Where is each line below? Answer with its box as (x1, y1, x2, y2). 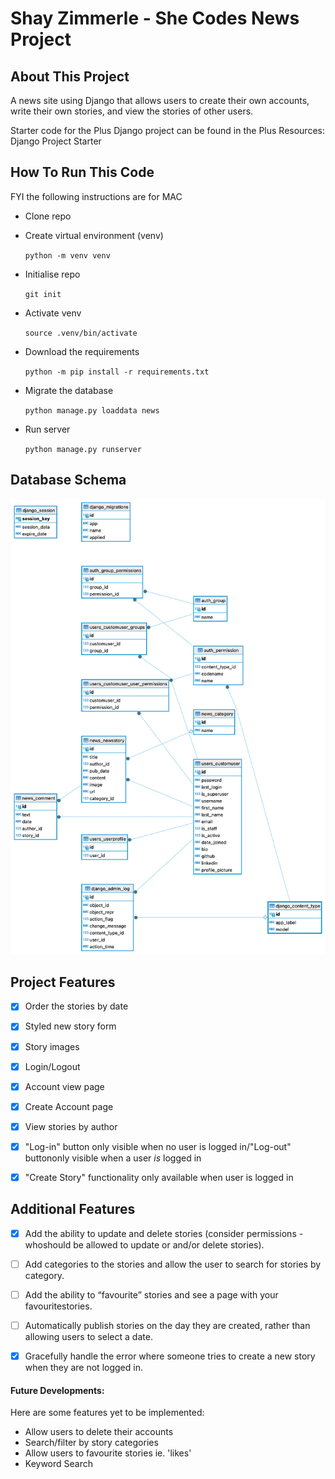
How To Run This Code (10, 164, 155, 181)
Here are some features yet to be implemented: (10, 1407, 205, 1419)
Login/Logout (24, 1060, 81, 1072)
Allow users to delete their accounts (24, 1426, 174, 1438)
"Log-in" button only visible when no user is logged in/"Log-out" (24, 1140, 292, 1152)
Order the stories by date (24, 1000, 129, 1012)
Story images (24, 1040, 80, 1052)
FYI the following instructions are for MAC (10, 190, 183, 202)
